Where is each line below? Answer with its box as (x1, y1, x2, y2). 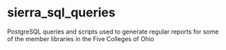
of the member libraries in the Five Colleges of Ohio (7, 34, 154, 42)
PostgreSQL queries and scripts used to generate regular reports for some (7, 27, 219, 36)
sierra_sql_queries (7, 5, 116, 21)
